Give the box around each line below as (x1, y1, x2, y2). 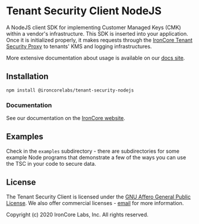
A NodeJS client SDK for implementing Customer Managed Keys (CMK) (6, 24, 181, 31)
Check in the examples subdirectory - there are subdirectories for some (6, 147, 180, 154)
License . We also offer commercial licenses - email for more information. (6, 199, 184, 206)
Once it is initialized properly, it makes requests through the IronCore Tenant (6, 36, 193, 43)
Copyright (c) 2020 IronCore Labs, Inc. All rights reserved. (6, 211, 149, 218)
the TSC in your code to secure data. (6, 160, 96, 167)
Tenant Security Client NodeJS (6, 4, 162, 18)
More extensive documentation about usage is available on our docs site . (6, 54, 185, 61)
